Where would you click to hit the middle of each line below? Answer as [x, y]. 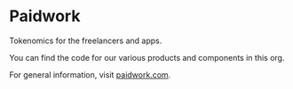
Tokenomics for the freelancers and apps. [86, 41]
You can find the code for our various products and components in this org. [147, 57]
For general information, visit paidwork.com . [90, 74]
